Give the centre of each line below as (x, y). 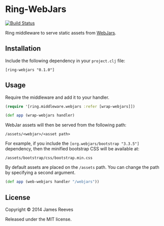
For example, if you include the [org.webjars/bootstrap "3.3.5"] (72, 143)
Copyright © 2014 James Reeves (39, 209)
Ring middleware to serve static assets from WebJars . (61, 33)
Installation (23, 49)
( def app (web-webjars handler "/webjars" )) (52, 182)
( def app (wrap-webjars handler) (40, 116)
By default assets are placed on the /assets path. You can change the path (82, 167)
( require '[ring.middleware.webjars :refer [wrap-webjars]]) (70, 106)
